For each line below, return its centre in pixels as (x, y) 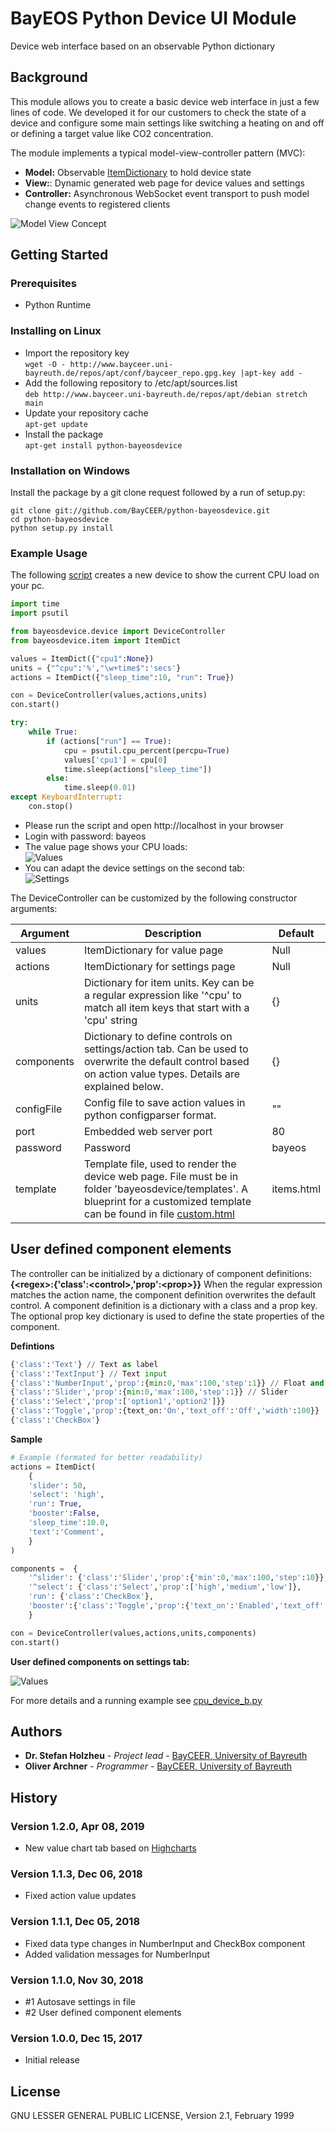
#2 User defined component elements (103, 2012)
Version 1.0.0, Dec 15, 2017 (76, 2038)
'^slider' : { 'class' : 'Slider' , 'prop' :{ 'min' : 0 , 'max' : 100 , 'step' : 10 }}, (178, 1578)
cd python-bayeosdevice (60, 520)
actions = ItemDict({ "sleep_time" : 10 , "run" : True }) (122, 677)
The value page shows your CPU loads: (106, 846)
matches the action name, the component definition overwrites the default (163, 1294)
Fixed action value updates (80, 1896)
